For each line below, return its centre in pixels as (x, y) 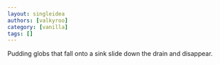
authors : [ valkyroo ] (38, 20)
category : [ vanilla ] (38, 27)
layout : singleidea (36, 14)
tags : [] (20, 34)
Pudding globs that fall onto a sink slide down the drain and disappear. (110, 54)
